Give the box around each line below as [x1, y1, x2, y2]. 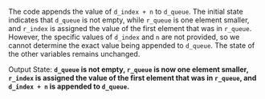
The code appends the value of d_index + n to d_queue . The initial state [8, 7, 243, 16]
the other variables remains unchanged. [8, 49, 141, 58]
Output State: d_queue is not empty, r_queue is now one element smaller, [8, 65, 249, 74]
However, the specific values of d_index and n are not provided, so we [8, 32, 240, 42]
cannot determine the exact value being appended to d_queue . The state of [8, 41, 255, 50]
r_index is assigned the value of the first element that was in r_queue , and [8, 73, 257, 82]
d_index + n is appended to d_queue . [8, 81, 130, 91]
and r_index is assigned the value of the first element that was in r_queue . [8, 24, 252, 33]
